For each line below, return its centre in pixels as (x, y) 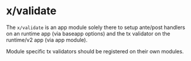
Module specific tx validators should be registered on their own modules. (95, 51)
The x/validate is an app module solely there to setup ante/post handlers (96, 27)
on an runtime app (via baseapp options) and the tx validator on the (88, 33)
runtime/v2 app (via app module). (47, 40)
